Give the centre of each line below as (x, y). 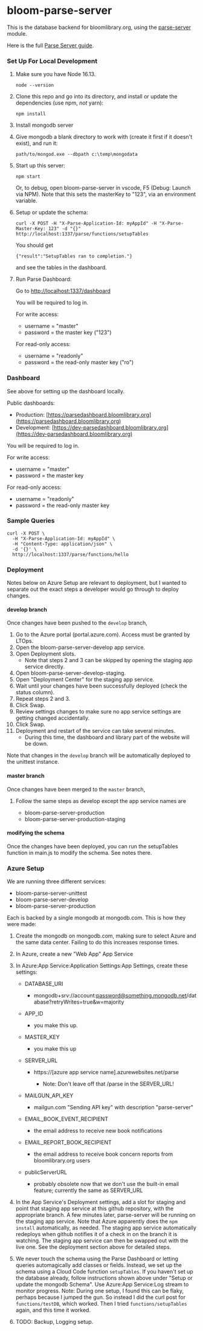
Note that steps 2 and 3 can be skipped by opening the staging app (108, 660)
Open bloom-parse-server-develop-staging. (71, 673)
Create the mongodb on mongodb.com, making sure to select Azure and (106, 936)
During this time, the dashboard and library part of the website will (107, 737)
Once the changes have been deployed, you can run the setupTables (92, 846)
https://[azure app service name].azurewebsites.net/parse (106, 1072)
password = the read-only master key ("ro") (79, 363)
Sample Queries (31, 521)
